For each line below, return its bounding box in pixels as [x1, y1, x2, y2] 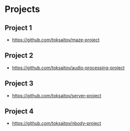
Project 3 [4, 79, 33, 88]
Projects [4, 4, 40, 15]
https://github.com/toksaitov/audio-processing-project [11, 64, 125, 71]
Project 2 [4, 51, 33, 60]
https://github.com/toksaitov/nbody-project [11, 120, 101, 126]
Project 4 [4, 107, 33, 116]
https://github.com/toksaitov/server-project [11, 92, 101, 98]
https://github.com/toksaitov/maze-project [11, 37, 99, 43]
